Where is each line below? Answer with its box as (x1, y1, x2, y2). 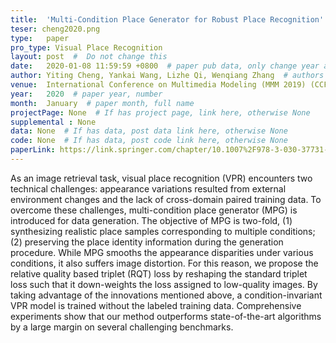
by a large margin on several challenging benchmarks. (10, 321, 234, 333)
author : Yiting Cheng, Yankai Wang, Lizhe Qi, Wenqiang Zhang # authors (10, 71, 325, 81)
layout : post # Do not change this (10, 52, 168, 62)
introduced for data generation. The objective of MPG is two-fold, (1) (10, 214, 293, 226)
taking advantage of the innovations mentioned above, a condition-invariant (10, 289, 323, 301)
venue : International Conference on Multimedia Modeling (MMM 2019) (10, 80, 307, 90)
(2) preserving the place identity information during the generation (10, 236, 284, 248)
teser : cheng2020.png (10, 24, 101, 34)
